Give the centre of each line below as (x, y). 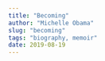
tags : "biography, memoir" (53, 38)
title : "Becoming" (39, 15)
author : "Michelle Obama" (51, 23)
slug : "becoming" (37, 30)
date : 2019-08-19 (37, 45)
